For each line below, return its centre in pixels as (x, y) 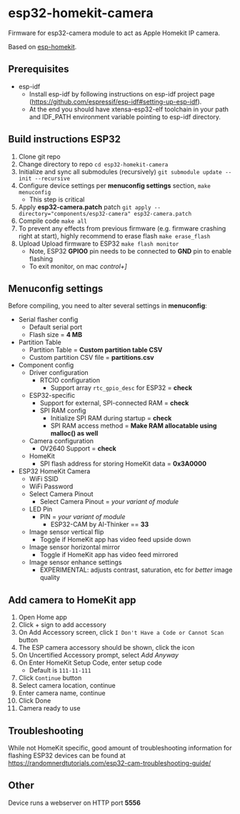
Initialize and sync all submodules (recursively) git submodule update (120, 171)
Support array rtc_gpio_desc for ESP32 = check (121, 388)
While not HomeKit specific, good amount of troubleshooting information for (120, 748)
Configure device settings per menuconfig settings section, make (115, 185)
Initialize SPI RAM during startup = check (111, 418)
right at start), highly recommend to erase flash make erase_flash (114, 236)
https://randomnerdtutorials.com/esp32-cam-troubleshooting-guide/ (110, 763)
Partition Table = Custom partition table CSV (96, 350)
